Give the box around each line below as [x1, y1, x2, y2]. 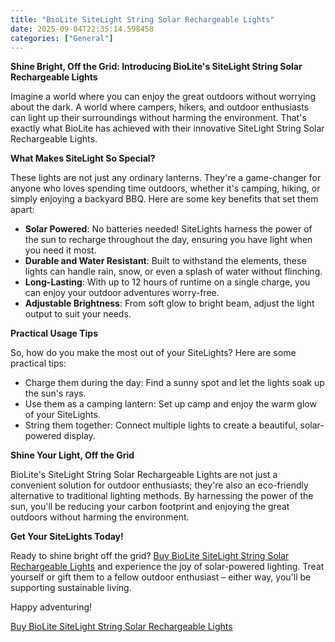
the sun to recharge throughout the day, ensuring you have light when [24, 234, 313, 246]
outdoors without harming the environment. [10, 511, 190, 523]
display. [63, 430, 96, 442]
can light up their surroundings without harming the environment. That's [10, 112, 307, 124]
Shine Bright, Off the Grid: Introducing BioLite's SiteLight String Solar [10, 61, 303, 73]
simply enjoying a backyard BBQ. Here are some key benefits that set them [10, 193, 319, 205]
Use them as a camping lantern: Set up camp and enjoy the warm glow [24, 398, 317, 410]
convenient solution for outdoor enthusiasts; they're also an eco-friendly [10, 479, 309, 491]
